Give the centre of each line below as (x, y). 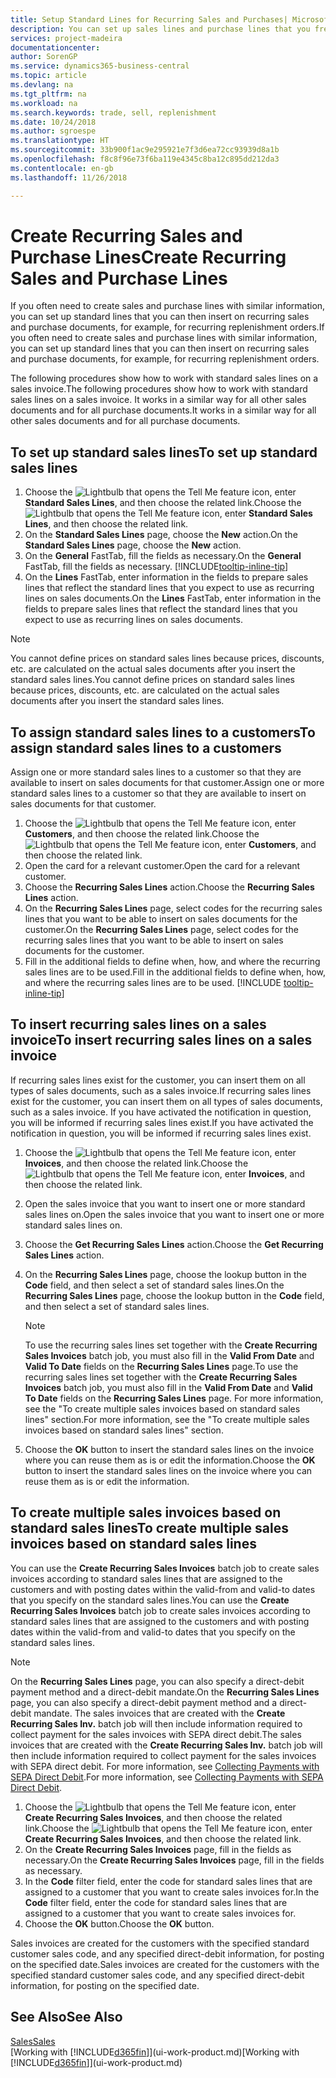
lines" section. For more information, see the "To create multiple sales (167, 1419)
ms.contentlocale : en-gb (62, 168)
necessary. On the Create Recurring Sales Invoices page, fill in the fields (174, 1860)
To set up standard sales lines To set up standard (164, 452)
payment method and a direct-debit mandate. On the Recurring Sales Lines (165, 1692)
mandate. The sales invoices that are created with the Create (159, 1713)
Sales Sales (33, 2041)
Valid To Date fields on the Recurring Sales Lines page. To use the (161, 1366)
